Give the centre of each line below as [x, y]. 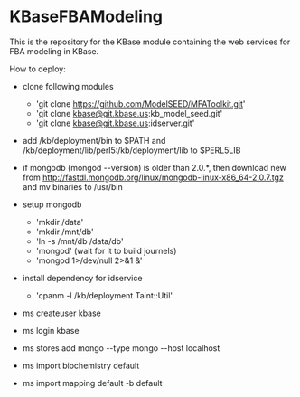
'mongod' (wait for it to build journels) [106, 250]
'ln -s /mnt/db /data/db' [80, 241]
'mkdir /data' [60, 222]
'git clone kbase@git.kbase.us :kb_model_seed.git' [129, 113]
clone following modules [68, 86]
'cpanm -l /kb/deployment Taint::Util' [104, 295]
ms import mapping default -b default [92, 383]
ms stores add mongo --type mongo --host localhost [121, 348]
